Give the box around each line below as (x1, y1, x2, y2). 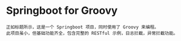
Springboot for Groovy (6, 4, 118, 17)
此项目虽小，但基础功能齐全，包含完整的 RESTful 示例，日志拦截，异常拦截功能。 (6, 30, 178, 36)
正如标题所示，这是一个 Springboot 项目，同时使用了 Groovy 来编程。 (6, 24, 159, 30)
